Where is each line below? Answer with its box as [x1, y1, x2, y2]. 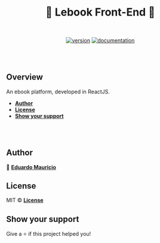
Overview [6, 72, 44, 83]
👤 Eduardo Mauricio [6, 163, 57, 171]
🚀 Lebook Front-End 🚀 [45, 5, 155, 19]
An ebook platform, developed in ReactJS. [6, 88, 110, 95]
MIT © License [6, 197, 44, 204]
